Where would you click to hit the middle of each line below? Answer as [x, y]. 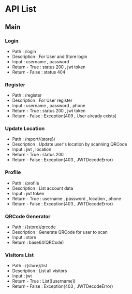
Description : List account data [43, 188]
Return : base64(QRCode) [38, 242]
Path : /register [27, 95]
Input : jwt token [28, 193]
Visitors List [19, 255]
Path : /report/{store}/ [34, 139]
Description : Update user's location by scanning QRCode [69, 144]
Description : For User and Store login [50, 56]
